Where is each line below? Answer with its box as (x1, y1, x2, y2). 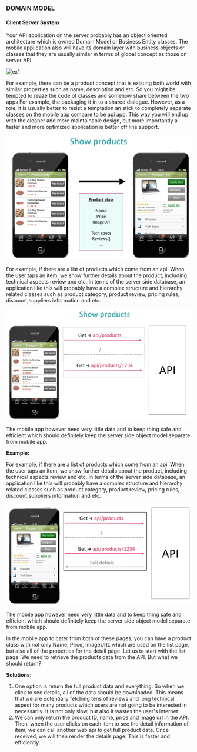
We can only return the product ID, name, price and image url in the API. (14, 714, 189, 721)
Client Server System (6, 19, 59, 26)
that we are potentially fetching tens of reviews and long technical (14, 696, 175, 703)
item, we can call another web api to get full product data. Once (14, 727, 169, 734)
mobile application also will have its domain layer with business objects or (6, 44, 185, 51)
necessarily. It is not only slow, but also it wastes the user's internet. (14, 708, 180, 715)
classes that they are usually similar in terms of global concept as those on (6, 51, 187, 58)
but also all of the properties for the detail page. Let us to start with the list (6, 647, 186, 654)
